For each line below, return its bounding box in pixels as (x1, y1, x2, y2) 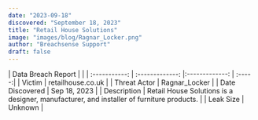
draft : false (8, 48, 51, 56)
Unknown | (8, 103, 44, 112)
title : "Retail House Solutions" (8, 26, 118, 34)
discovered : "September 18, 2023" (8, 19, 122, 27)
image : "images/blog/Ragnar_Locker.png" (8, 33, 143, 42)
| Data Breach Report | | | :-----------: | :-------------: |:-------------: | (8, 70, 234, 78)
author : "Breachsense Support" (8, 41, 111, 49)
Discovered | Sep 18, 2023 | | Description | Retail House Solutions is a (8, 86, 234, 95)
